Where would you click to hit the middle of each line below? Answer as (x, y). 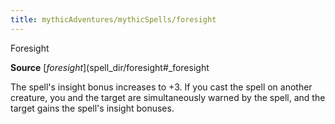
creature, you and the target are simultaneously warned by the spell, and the (168, 97)
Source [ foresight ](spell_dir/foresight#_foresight (110, 67)
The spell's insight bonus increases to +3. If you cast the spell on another (161, 87)
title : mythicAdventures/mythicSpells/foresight (113, 19)
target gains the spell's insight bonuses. (92, 108)
